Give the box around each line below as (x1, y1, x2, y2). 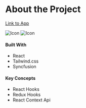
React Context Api (12, 97, 51, 103)
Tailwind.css (12, 58, 39, 64)
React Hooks (12, 86, 39, 92)
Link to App (5, 20, 29, 26)
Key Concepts (5, 75, 36, 81)
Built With (5, 41, 27, 47)
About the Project (5, 4, 81, 15)
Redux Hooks (12, 92, 41, 98)
